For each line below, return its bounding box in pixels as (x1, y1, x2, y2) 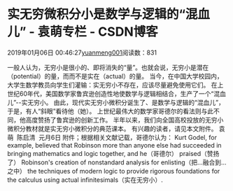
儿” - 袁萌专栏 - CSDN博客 (7, 24, 159, 40)
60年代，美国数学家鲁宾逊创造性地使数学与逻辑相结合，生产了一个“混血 (19, 89, 226, 98)
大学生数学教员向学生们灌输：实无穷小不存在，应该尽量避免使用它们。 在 (7, 80, 218, 89)
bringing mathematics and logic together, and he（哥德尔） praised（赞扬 (7, 149, 220, 157)
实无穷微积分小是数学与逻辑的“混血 (7, 6, 211, 22)
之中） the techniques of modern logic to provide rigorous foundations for (7, 167, 220, 175)
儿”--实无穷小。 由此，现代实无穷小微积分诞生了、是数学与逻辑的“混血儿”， (7, 98, 225, 106)
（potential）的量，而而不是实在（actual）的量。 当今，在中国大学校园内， (7, 71, 223, 80)
